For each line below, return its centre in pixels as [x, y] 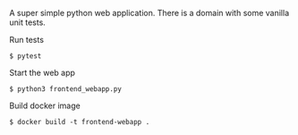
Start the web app [43, 72]
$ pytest [26, 56]
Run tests [27, 40]
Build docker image [45, 105]
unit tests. [28, 22]
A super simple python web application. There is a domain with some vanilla [149, 13]
